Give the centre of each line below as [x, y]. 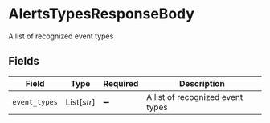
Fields [24, 61]
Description [202, 83]
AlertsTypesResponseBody [102, 14]
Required [121, 83]
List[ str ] [80, 102]
